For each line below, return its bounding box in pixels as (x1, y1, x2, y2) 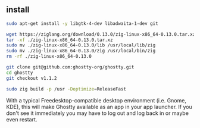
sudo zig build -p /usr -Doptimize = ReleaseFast (6, 86, 127, 92)
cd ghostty (6, 70, 33, 76)
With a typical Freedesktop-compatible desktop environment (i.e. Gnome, (6, 96, 186, 104)
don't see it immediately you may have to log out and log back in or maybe (6, 110, 189, 117)
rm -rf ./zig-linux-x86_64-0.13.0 (6, 54, 92, 60)
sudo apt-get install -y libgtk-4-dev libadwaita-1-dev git (6, 20, 159, 26)
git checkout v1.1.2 (6, 75, 58, 81)
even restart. (6, 115, 37, 123)
